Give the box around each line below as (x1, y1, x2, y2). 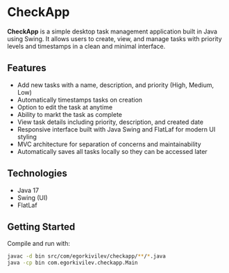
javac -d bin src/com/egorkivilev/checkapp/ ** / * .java (7, 253, 167, 260)
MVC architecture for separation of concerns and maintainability (17, 140, 201, 148)
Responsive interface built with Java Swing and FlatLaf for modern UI (17, 125, 216, 133)
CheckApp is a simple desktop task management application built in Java (7, 27, 217, 36)
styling (17, 132, 37, 141)
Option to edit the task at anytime (17, 102, 113, 111)
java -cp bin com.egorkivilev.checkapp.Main (7, 259, 138, 267)
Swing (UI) (17, 193, 48, 202)
